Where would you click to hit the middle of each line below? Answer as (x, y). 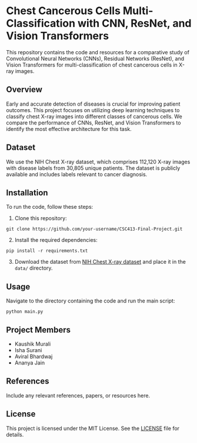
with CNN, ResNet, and (134, 23)
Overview (24, 90)
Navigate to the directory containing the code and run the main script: (91, 301)
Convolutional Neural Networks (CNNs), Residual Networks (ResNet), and (95, 58)
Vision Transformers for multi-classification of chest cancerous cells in (92, 65)
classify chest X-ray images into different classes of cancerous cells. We (94, 116)
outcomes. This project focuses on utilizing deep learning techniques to (93, 110)
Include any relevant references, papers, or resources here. (78, 395)
